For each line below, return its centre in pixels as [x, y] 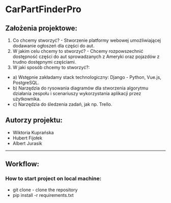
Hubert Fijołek [27, 138]
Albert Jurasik [27, 143]
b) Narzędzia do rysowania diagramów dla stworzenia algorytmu [80, 88]
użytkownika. [26, 99]
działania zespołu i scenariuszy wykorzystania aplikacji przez [77, 93]
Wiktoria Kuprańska [33, 132]
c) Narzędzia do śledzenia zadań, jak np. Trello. [62, 104]
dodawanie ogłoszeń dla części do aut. [53, 46]
